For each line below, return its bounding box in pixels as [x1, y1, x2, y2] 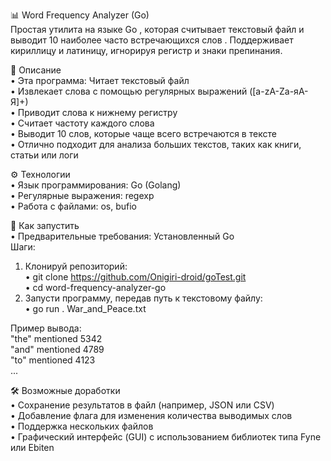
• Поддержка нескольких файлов [10, 420, 154, 432]
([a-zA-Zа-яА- [249, 85, 309, 97]
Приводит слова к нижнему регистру [17, 107, 178, 118]
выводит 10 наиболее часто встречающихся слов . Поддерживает [10, 34, 294, 46]
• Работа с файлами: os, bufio [10, 200, 137, 212]
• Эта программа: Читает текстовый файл [10, 75, 190, 86]
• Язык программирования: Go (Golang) [10, 179, 182, 191]
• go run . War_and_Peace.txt [24, 303, 147, 314]
